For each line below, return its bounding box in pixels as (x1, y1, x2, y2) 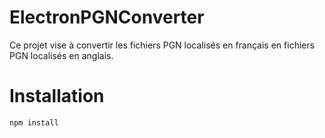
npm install (9, 117, 59, 128)
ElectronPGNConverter (9, 6, 205, 29)
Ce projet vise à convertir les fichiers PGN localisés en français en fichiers (9, 39, 316, 51)
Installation (9, 85, 105, 108)
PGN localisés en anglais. (9, 49, 114, 61)
